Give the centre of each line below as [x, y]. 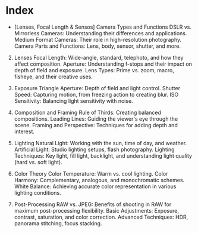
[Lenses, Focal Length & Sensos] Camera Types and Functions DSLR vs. [103, 27]
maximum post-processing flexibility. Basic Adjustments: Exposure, [97, 210]
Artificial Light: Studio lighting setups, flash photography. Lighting [94, 149]
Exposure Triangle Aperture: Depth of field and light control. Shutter [97, 88]
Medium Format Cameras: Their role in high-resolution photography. [98, 39]
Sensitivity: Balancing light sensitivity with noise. [73, 101]
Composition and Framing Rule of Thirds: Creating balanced [88, 112]
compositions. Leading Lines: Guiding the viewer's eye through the [96, 119]
